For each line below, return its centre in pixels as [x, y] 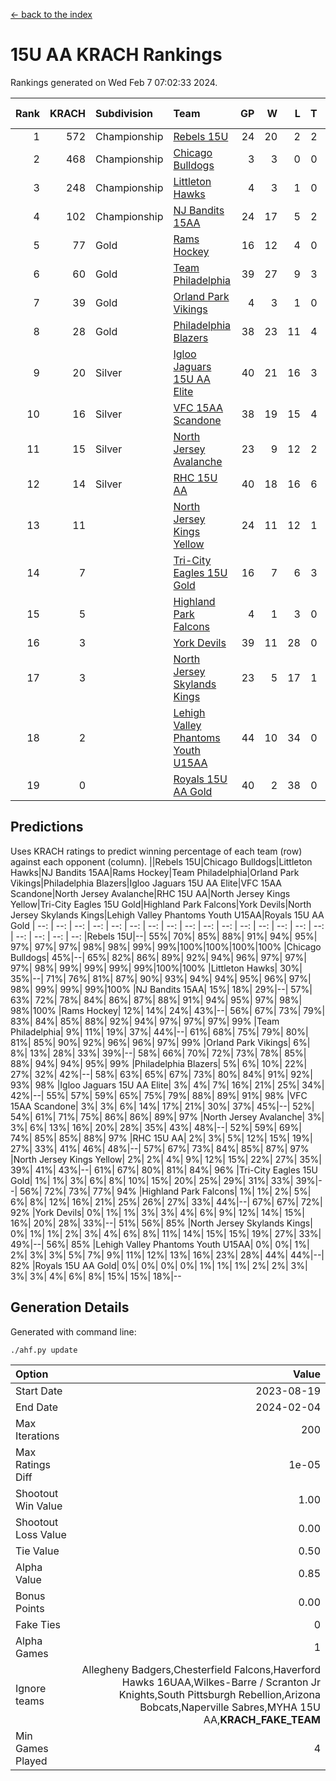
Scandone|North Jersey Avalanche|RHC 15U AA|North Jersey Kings [150, 893]
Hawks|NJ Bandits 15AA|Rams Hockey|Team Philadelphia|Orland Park [155, 872]
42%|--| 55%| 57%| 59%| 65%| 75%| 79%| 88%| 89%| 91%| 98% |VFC [159, 1095]
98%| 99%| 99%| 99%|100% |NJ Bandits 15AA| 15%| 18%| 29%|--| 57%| [161, 989]
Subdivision [124, 113]
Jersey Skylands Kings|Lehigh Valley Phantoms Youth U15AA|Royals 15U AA [167, 915]
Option [32, 1374]
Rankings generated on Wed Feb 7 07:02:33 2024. [114, 82]
